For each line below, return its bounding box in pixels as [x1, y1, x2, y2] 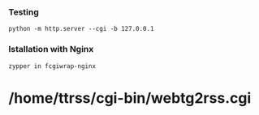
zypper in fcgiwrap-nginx [8, 62, 96, 70]
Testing [8, 6, 39, 18]
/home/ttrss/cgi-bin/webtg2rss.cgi [8, 88, 252, 107]
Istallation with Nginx [8, 44, 94, 55]
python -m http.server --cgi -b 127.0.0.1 [8, 25, 154, 33]
